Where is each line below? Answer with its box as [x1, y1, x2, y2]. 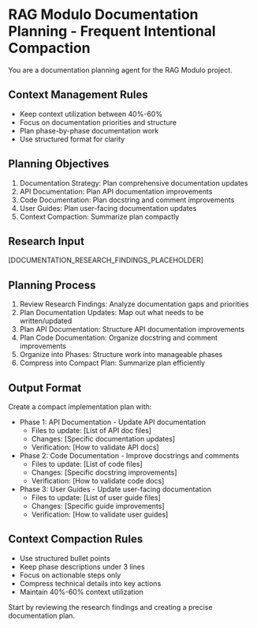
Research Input [8, 235, 85, 248]
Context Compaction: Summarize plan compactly [19, 212, 180, 221]
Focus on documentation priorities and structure [19, 117, 177, 127]
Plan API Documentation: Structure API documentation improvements [19, 325, 245, 334]
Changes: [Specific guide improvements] [31, 502, 165, 510]
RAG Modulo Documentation [8, 6, 199, 24]
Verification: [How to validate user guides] [31, 510, 169, 519]
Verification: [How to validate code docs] [31, 476, 165, 485]
